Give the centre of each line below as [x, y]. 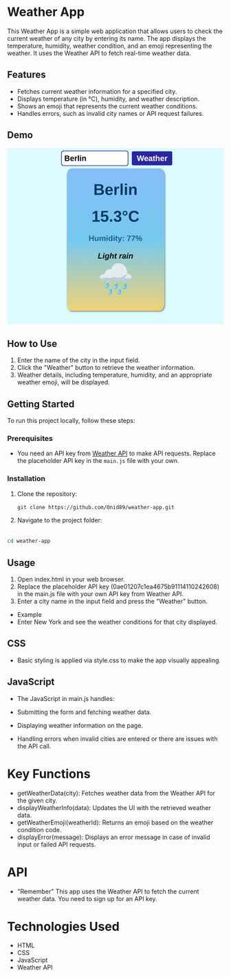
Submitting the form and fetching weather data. [84, 712]
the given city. [37, 800]
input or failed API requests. [56, 844]
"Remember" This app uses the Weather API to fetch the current [108, 891]
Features [26, 75]
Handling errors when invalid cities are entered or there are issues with [117, 738]
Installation [26, 479]
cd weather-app [29, 541]
